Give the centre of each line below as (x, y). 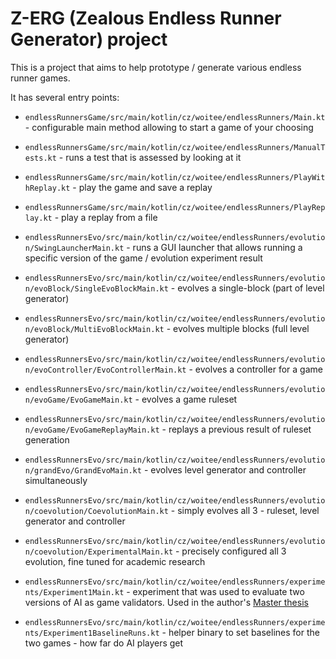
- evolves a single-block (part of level (247, 288)
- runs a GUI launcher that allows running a (214, 247)
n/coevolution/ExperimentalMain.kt (99, 552)
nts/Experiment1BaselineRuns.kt (92, 633)
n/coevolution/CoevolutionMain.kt (96, 511)
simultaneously (56, 480)
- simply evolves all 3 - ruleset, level (245, 510)
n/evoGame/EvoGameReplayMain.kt (92, 430)
